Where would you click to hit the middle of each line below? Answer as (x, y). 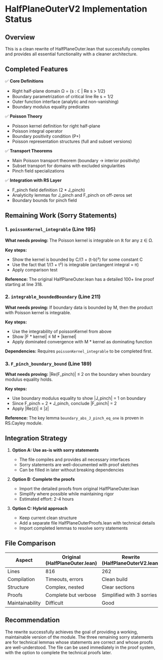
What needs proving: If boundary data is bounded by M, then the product (79, 307)
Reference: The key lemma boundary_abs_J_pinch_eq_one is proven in (74, 418)
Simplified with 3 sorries (129, 595)
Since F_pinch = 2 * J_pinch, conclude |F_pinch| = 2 (65, 404)
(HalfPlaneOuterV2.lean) (131, 563)
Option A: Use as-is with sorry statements (55, 450)
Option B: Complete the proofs (43, 479)
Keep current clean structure (48, 518)
